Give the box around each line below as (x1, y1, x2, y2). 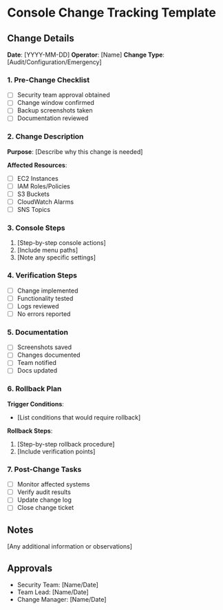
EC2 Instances (17, 174, 59, 182)
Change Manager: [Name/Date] (17, 596, 107, 604)
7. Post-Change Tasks (7, 464, 82, 474)
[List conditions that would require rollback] (17, 413, 141, 422)
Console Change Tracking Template (7, 5, 217, 21)
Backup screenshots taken (17, 106, 93, 115)
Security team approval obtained (17, 91, 110, 99)
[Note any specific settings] (17, 253, 96, 262)
